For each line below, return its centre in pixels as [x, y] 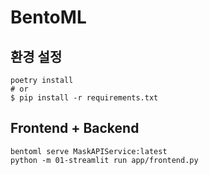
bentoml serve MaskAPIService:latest [89, 151]
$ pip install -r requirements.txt [84, 98]
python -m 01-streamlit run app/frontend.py [104, 160]
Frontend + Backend [75, 128]
